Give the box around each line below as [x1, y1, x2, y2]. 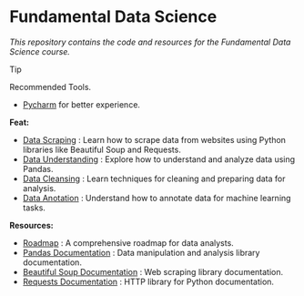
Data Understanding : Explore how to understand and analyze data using [22, 153, 296, 165]
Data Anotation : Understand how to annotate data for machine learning [22, 192, 291, 203]
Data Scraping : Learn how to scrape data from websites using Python [22, 134, 287, 145]
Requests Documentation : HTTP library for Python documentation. [22, 276, 275, 287]
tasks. [22, 202, 46, 213]
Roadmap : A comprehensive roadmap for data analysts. [22, 237, 234, 248]
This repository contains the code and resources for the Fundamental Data [9, 36, 291, 47]
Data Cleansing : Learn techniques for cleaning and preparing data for [22, 173, 286, 184]
